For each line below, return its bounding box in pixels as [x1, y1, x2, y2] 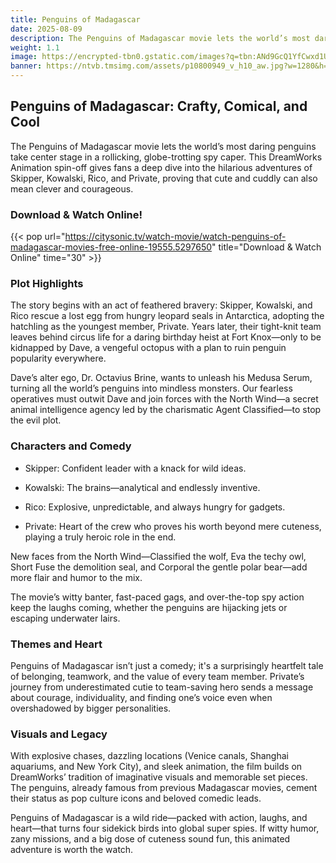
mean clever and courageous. [10, 182, 134, 195]
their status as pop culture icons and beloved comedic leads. [10, 792, 262, 805]
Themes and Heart [10, 637, 103, 651]
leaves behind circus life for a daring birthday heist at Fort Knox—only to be [10, 331, 322, 343]
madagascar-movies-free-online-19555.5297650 [10, 241, 213, 253]
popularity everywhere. [10, 352, 107, 365]
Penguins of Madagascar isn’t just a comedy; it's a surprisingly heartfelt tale [10, 660, 324, 671]
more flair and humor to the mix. [10, 571, 143, 583]
